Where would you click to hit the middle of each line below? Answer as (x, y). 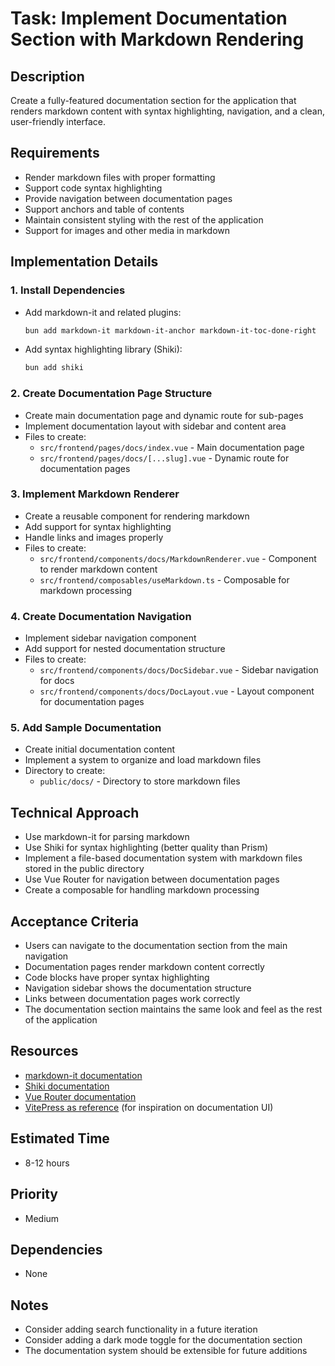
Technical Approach (75, 812)
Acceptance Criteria (74, 921)
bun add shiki (54, 368)
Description (47, 76)
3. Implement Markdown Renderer (95, 494)
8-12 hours (47, 1163)
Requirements (55, 153)
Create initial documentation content (100, 749)
